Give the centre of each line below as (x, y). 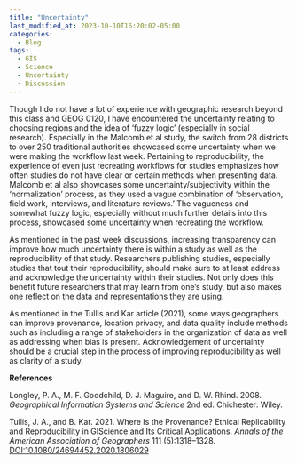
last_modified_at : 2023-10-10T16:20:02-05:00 (94, 26)
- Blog (29, 42)
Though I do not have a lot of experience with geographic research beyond (146, 108)
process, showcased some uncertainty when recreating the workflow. (137, 222)
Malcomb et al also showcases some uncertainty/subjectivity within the (140, 184)
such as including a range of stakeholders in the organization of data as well (148, 332)
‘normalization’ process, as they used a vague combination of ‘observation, (146, 194)
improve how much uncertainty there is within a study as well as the (133, 249)
